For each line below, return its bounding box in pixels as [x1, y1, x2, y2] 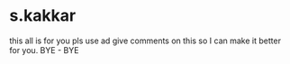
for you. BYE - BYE [9, 44, 79, 55]
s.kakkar [9, 5, 77, 26]
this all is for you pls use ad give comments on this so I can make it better [9, 35, 282, 46]
